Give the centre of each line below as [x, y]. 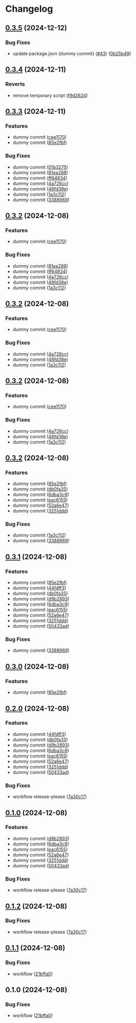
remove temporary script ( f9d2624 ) [50, 95]
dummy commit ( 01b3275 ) [40, 167]
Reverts [15, 84]
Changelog [29, 9]
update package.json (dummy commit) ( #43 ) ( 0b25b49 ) [72, 53]
